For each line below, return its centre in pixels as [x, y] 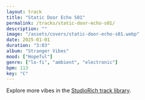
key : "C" [17, 73]
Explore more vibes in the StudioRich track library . [69, 90]
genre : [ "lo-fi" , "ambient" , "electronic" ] [62, 62]
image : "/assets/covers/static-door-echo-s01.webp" [73, 34]
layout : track [24, 12]
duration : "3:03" [28, 46]
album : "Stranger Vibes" [38, 51]
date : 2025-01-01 [28, 40]
